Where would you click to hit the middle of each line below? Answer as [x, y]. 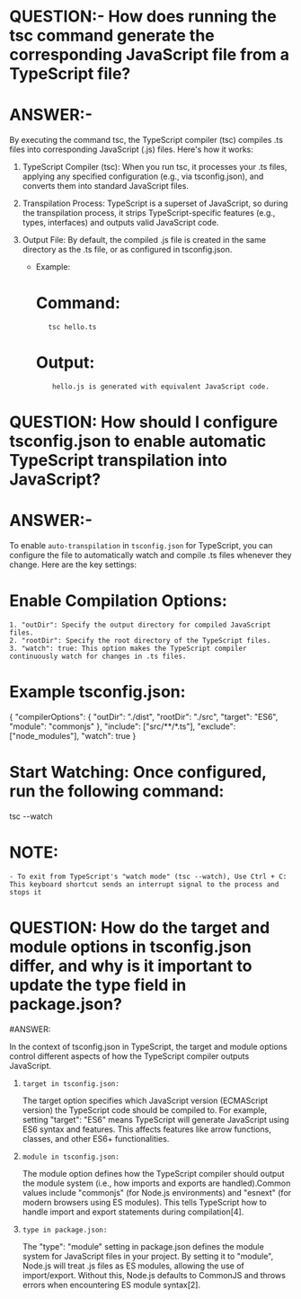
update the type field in [98, 985]
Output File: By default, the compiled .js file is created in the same [144, 240]
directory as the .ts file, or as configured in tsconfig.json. [127, 250]
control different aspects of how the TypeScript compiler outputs [129, 1056]
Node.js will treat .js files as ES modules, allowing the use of [133, 1266]
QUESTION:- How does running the [143, 17]
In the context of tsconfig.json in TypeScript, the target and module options [148, 1046]
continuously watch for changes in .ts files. [98, 657]
